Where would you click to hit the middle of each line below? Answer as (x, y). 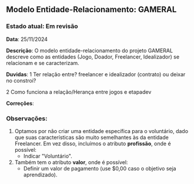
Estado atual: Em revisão (42, 26)
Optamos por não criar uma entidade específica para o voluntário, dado (101, 131)
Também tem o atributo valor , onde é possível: (71, 162)
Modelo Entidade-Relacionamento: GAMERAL (91, 10)
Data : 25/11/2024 (27, 39)
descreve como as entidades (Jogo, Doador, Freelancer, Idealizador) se (93, 57)
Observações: (27, 118)
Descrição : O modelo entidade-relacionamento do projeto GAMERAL (90, 50)
